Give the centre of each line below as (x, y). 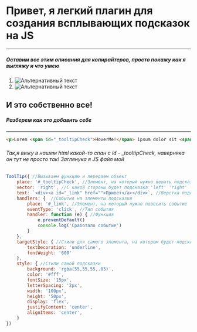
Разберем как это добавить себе (49, 120)
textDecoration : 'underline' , (64, 247)
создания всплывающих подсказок (98, 23)
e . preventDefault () (61, 220)
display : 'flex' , (48, 302)
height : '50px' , (47, 296)
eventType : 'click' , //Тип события (71, 209)
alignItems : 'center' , (55, 313)
